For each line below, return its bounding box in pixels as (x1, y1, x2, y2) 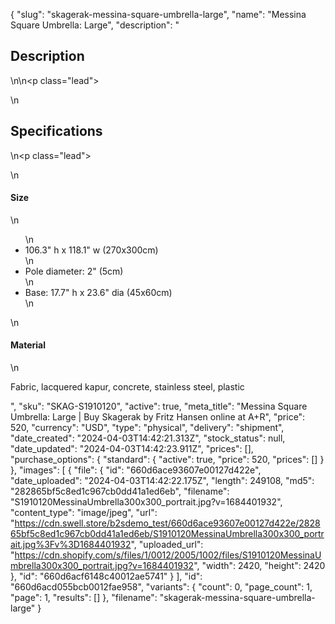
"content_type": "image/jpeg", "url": (10, 507, 158, 519)
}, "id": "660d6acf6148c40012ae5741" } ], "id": (10, 570, 203, 583)
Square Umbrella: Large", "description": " (10, 19, 180, 31)
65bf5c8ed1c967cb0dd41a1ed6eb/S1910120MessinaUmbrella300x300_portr (10, 528, 325, 540)
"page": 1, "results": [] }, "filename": (10, 592, 158, 604)
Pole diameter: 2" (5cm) (24, 265, 124, 277)
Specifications (10, 123, 103, 140)
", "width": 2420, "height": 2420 (193, 560, 326, 572)
